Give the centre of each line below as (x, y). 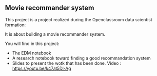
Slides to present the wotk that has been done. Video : (67, 63)
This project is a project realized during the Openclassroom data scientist (79, 19)
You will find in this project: (32, 44)
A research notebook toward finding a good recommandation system (81, 58)
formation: (15, 25)
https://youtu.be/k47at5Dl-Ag (42, 68)
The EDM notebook (31, 53)
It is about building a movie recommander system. (55, 34)
